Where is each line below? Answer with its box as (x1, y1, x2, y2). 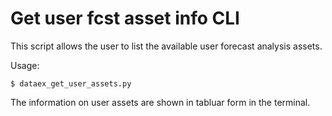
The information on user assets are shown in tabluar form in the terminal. (10, 96, 311, 108)
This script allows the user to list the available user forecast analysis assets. (10, 40, 323, 52)
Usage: (10, 59, 40, 71)
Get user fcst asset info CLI (10, 7, 240, 30)
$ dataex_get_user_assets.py (10, 78, 132, 89)
